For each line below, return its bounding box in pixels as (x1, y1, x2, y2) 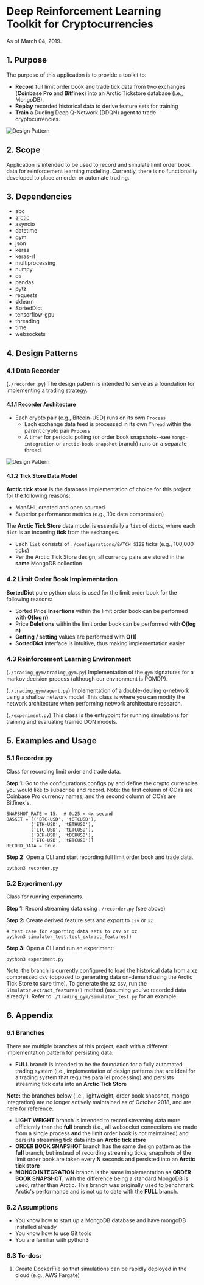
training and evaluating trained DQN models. (6, 718, 118, 726)
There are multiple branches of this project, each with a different (6, 1042, 169, 1049)
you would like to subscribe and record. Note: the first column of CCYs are (6, 786, 193, 793)
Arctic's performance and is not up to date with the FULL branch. (15, 1188, 178, 1195)
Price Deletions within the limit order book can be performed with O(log (15, 620, 196, 628)
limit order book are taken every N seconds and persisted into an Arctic (15, 1155, 195, 1163)
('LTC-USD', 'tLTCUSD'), (30, 827, 94, 833)
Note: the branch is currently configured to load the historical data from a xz (6, 967, 198, 975)
